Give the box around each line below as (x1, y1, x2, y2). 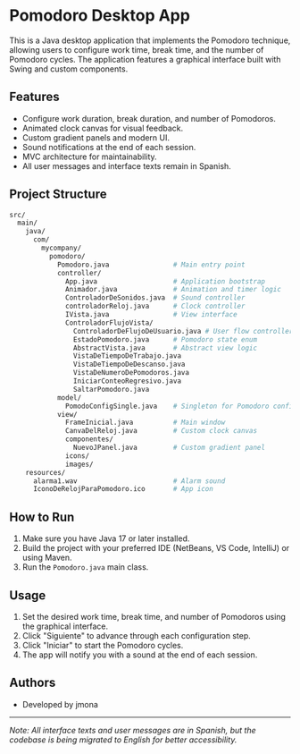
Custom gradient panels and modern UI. (21, 131, 171, 143)
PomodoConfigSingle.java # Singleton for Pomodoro (65, 402, 270, 411)
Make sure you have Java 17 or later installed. (21, 533, 190, 544)
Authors (9, 675, 56, 690)
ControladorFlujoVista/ (65, 318, 154, 327)
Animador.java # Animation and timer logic (65, 285, 281, 294)
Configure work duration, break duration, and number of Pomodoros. (21, 113, 277, 123)
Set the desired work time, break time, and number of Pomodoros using (21, 611, 286, 622)
